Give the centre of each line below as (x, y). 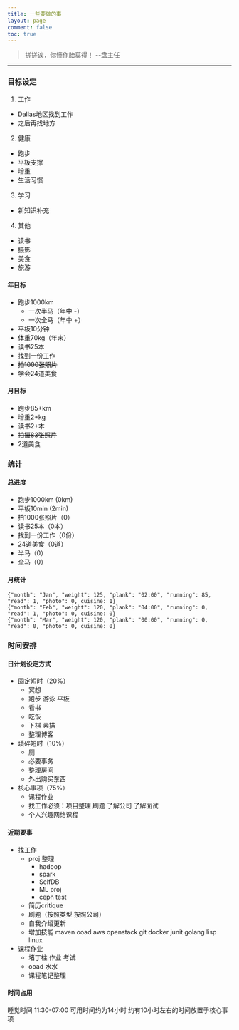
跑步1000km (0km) (45, 500)
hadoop (50, 866)
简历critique (46, 905)
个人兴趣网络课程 (53, 815)
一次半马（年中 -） (55, 311)
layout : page (27, 21)
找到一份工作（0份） (48, 535)
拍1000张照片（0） (46, 517)
